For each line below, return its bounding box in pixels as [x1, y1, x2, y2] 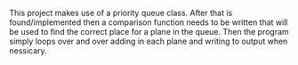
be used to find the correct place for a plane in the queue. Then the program [9, 27, 289, 37]
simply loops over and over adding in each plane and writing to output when [9, 36, 288, 46]
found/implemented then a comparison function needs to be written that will [9, 17, 288, 28]
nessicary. [9, 45, 47, 56]
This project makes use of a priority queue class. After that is [9, 8, 233, 18]
